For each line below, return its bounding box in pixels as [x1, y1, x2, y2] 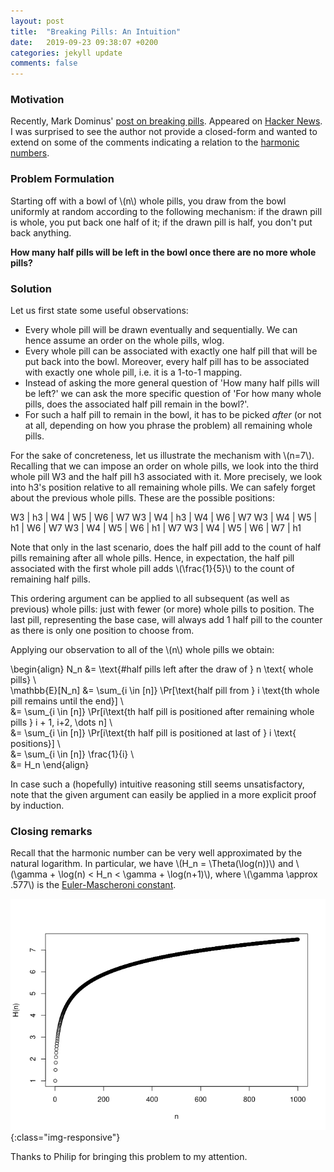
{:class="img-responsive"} [10, 1131, 121, 1144]
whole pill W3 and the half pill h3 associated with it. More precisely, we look [10, 471, 323, 483]
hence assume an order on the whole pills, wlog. [24, 335, 225, 347]
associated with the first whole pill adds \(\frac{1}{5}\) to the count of [10, 563, 295, 575]
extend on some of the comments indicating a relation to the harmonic [10, 136, 300, 149]
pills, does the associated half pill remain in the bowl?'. [24, 398, 250, 410]
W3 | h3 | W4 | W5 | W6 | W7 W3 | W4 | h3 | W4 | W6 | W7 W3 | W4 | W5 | [10, 511, 318, 524]
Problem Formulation [10, 172, 115, 186]
